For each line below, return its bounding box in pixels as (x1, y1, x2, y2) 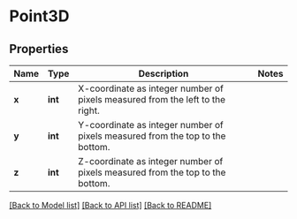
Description (138, 68, 189, 79)
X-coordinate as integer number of (78, 82, 224, 94)
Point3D (9, 6, 70, 26)
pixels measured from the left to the (78, 94, 226, 105)
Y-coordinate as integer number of (78, 119, 224, 131)
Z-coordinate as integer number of (78, 155, 224, 167)
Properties (9, 42, 69, 57)
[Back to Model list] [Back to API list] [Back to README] (9, 200, 212, 210)
